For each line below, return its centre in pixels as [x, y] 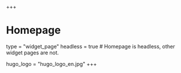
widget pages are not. [33, 53]
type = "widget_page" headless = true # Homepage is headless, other [91, 46]
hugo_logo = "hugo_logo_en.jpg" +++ [52, 64]
